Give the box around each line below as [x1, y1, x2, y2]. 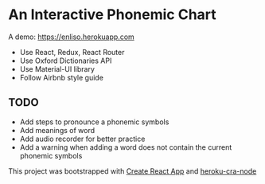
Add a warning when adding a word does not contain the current [19, 142, 232, 152]
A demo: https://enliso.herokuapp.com [8, 32, 135, 41]
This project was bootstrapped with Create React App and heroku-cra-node [8, 166, 257, 176]
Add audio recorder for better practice [19, 134, 146, 143]
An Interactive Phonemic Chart [8, 6, 216, 24]
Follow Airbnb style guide [19, 72, 103, 82]
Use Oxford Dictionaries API [19, 56, 112, 65]
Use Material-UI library [19, 64, 95, 73]
